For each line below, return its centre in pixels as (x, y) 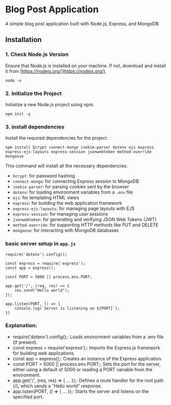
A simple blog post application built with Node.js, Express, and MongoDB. (83, 24)
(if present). (25, 342)
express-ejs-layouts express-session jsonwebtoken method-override (79, 152)
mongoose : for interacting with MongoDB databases (66, 230)
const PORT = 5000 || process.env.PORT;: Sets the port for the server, (87, 364)
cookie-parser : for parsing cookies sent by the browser (71, 187)
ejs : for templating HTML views (46, 198)
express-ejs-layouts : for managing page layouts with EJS (74, 208)
